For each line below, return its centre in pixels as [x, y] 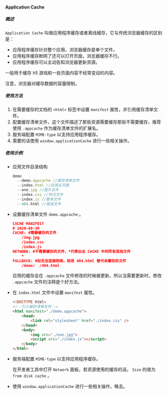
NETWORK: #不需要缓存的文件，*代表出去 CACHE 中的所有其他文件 [72, 251]
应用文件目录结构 [30, 166]
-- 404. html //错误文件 [39, 204]
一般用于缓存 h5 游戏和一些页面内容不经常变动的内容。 [62, 73]
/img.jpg [31, 238]
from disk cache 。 [32, 376]
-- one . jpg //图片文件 [38, 190]
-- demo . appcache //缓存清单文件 [48, 181]
